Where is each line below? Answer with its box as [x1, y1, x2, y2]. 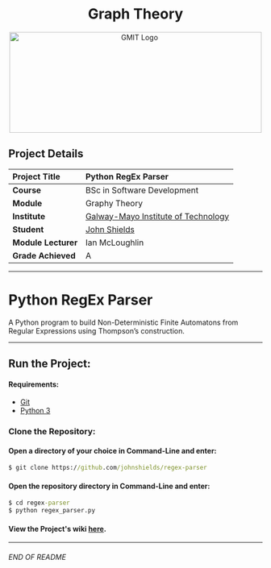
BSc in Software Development [85, 184, 199, 196]
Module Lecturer [12, 237, 78, 248]
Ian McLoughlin [85, 237, 144, 248]
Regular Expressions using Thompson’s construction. [8, 325, 186, 335]
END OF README [8, 553, 67, 562]
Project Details [8, 147, 84, 161]
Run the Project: [8, 357, 91, 371]
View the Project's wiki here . [8, 524, 106, 533]
